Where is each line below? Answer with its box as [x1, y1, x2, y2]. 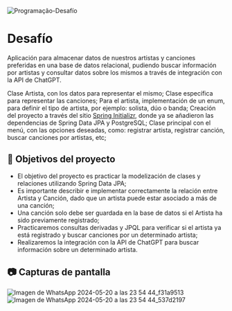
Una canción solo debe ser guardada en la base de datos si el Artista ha [17, 208, 223, 217]
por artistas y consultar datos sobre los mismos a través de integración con [7, 68, 223, 76]
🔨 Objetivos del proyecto [7, 153, 116, 166]
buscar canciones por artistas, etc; [7, 133, 107, 141]
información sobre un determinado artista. [17, 245, 138, 254]
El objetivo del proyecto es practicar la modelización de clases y [17, 172, 201, 180]
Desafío [7, 31, 53, 46]
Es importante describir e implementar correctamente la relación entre [17, 186, 218, 195]
